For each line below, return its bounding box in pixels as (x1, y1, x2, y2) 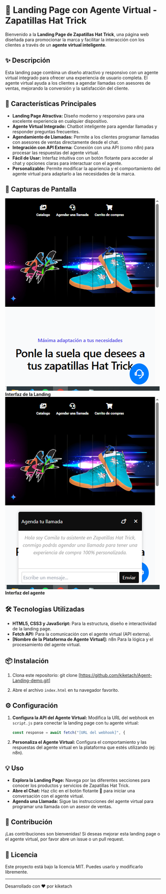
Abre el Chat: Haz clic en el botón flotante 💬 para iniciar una (12, 787, 135, 793)
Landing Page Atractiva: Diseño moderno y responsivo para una (12, 112, 145, 118)
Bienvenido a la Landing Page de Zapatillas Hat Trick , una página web (5, 31, 149, 37)
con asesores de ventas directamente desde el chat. (12, 139, 120, 145)
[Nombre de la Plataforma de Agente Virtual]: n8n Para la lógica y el (12, 636, 154, 642)
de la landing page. (12, 626, 52, 632)
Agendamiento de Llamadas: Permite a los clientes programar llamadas (12, 134, 160, 140)
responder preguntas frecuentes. (12, 128, 80, 134)
